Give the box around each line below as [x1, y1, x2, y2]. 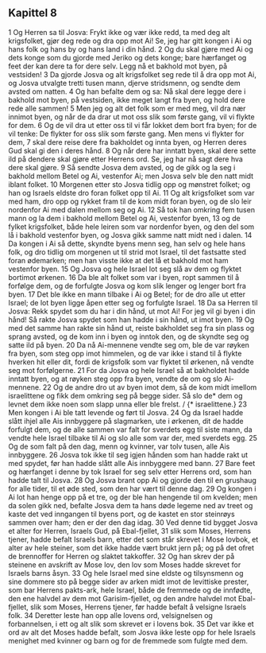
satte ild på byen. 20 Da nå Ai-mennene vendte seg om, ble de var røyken [8, 340, 250, 349]
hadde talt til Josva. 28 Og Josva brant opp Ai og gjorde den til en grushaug [8, 475, 256, 484]
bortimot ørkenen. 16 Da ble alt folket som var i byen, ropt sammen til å [8, 272, 240, 282]
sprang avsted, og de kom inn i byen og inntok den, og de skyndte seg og [8, 332, 249, 341]
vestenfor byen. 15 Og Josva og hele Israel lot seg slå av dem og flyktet [8, 264, 242, 274]
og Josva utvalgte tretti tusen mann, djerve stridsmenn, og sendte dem [8, 78, 241, 87]
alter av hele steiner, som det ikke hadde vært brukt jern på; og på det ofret [8, 542, 255, 552]
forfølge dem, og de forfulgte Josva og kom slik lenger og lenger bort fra [8, 281, 246, 290]
